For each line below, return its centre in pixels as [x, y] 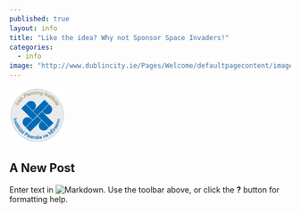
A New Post [42, 168]
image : [21, 66]
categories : [31, 47]
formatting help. [39, 199]
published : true [39, 19]
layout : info [33, 28]
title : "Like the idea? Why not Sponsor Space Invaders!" [119, 37]
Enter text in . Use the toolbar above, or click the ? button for [144, 189]
